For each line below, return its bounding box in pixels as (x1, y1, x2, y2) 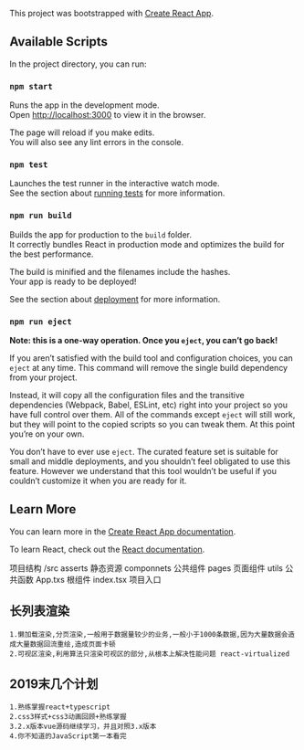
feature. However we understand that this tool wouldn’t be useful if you (9, 466, 277, 476)
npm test (9, 160, 48, 170)
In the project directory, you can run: (9, 58, 147, 69)
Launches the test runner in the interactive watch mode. (9, 178, 221, 189)
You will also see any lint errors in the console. (9, 137, 184, 148)
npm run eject (9, 316, 72, 327)
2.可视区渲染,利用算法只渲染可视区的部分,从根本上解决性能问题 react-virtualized (9, 649, 290, 659)
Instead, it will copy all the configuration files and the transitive (9, 390, 245, 400)
